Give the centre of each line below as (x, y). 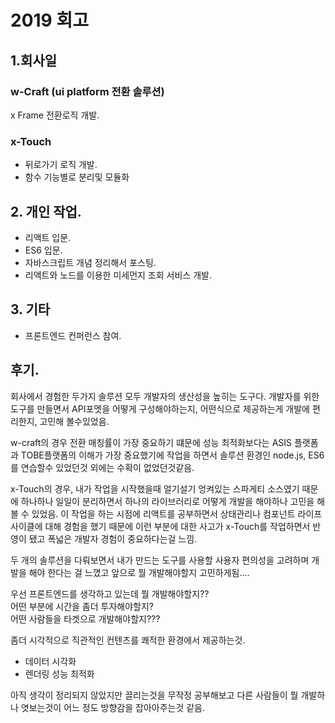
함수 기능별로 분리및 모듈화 (77, 177)
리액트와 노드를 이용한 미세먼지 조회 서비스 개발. (118, 275)
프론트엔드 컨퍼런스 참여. (73, 335)
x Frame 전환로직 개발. (55, 115)
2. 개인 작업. (46, 211)
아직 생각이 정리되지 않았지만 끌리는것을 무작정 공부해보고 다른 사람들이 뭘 (154, 695)
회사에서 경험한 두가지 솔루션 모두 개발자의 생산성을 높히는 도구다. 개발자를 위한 (165, 396)
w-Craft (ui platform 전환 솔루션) (87, 91)
